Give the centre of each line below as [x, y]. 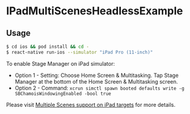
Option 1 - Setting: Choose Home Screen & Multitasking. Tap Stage [96, 75]
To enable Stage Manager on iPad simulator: [60, 63]
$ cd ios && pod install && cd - [48, 47]
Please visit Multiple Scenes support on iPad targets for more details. [91, 104]
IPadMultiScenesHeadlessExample [95, 11]
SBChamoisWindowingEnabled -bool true [63, 94]
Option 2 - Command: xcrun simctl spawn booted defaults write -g [99, 88]
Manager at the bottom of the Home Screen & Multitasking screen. [96, 81]
